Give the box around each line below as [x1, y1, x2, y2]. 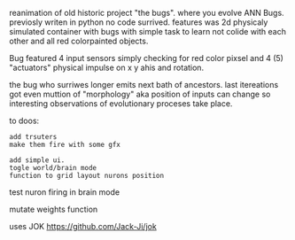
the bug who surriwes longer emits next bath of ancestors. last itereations [9, 80, 279, 89]
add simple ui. [9, 156, 66, 165]
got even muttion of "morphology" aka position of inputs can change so [9, 89, 271, 99]
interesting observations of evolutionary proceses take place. [9, 98, 233, 109]
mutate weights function [9, 204, 98, 214]
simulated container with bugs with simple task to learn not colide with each [9, 27, 286, 36]
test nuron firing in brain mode [9, 187, 120, 197]
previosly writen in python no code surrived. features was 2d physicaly [9, 17, 268, 27]
